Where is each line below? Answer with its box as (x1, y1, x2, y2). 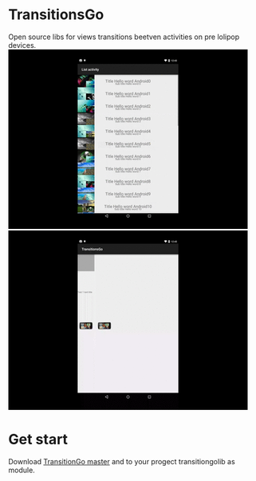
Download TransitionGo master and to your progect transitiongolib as (8, 456, 235, 466)
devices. (8, 40, 37, 49)
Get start (8, 431, 69, 448)
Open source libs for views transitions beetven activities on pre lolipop (8, 32, 240, 41)
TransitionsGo (8, 6, 104, 24)
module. (8, 465, 36, 475)
